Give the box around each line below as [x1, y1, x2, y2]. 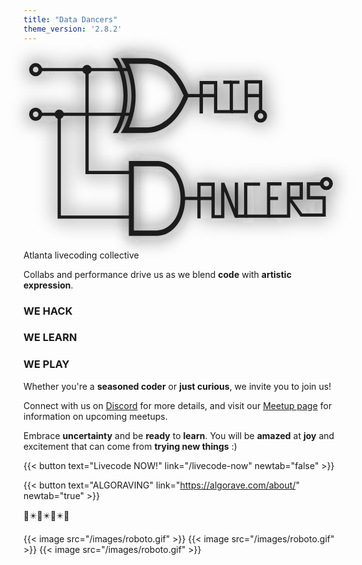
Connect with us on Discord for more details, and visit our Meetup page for [23, 399, 333, 411]
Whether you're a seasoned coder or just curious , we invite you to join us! [23, 380, 332, 392]
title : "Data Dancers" [23, 14, 118, 25]
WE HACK [23, 304, 73, 318]
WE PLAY [23, 357, 70, 371]
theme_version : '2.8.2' [23, 24, 123, 34]
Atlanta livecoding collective [23, 249, 140, 261]
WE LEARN [23, 331, 78, 345]
